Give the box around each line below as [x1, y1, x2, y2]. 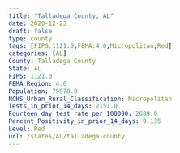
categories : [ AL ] [8, 49, 67, 57]
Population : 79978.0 [8, 87, 79, 96]
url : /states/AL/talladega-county [8, 132, 126, 140]
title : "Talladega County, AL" [8, 11, 114, 20]
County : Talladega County [8, 57, 96, 66]
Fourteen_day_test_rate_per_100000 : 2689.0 [8, 110, 158, 118]
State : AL [8, 65, 42, 73]
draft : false [8, 27, 53, 35]
